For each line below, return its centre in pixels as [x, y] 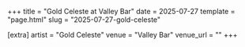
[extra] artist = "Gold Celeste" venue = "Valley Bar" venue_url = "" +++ [122, 35]
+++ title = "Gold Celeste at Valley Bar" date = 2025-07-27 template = [121, 11]
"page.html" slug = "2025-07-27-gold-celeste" [84, 20]
